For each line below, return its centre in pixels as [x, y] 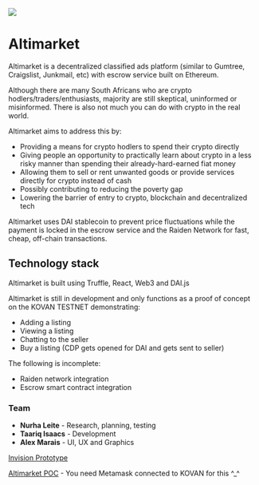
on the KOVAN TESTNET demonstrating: [75, 307]
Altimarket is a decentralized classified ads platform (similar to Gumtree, [127, 66]
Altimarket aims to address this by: [65, 131]
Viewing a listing [47, 331]
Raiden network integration [64, 379]
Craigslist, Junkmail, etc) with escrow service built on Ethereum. [114, 74]
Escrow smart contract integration [76, 387]
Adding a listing [45, 322]
